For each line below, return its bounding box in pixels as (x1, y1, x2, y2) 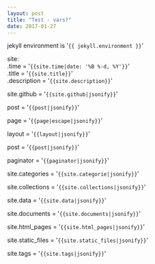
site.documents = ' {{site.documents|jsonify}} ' (7, 210, 141, 218)
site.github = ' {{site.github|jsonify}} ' (7, 90, 118, 98)
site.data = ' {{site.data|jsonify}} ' (7, 196, 107, 204)
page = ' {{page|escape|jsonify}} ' (7, 117, 103, 125)
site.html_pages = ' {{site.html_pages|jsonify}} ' (7, 223, 145, 231)
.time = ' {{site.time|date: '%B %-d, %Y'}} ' (7, 62, 130, 71)
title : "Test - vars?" (7, 16, 72, 23)
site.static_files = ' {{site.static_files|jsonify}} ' (7, 236, 149, 244)
